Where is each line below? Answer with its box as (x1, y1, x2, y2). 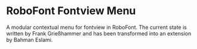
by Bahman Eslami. (6, 36, 53, 43)
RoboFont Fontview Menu (6, 4, 136, 18)
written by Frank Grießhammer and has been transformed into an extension (6, 30, 192, 37)
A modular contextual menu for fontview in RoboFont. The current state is (6, 24, 187, 31)
